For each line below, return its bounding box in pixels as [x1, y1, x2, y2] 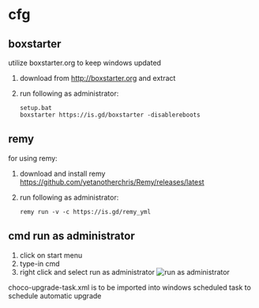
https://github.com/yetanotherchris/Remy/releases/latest [19, 177, 205, 187]
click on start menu [19, 250, 83, 260]
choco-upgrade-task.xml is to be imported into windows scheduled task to [8, 283, 251, 292]
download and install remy [19, 169, 106, 178]
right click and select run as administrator [19, 267, 156, 276]
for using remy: [8, 153, 58, 163]
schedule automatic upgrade [8, 291, 102, 300]
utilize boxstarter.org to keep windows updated [8, 58, 162, 67]
